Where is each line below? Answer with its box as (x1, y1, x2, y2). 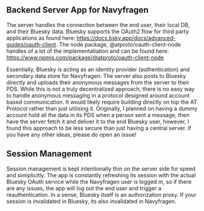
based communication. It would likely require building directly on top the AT (6, 98, 198, 105)
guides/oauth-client (6, 40, 57, 48)
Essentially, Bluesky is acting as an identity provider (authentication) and (6, 66, 190, 73)
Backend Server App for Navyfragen (6, 5, 149, 15)
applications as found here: (6, 34, 76, 42)
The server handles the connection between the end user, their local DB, (6, 21, 190, 28)
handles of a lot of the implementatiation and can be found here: (6, 47, 169, 55)
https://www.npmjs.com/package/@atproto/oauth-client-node (6, 53, 164, 61)
